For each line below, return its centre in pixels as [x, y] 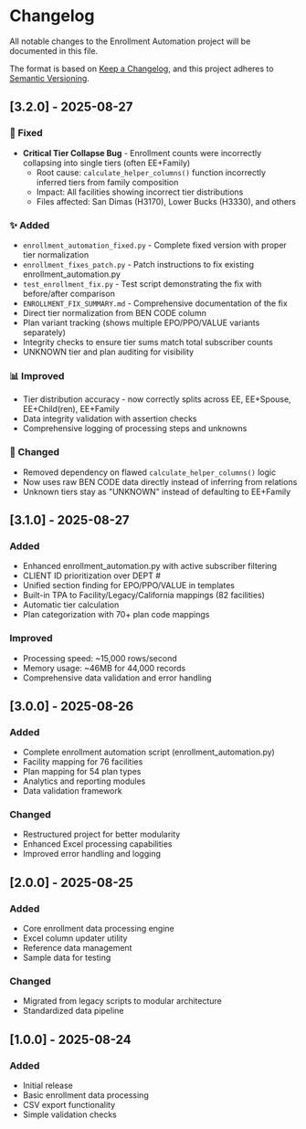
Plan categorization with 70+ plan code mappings [116, 615]
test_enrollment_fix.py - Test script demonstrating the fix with [142, 283]
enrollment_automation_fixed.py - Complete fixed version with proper [155, 245]
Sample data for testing [67, 958]
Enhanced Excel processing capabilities [97, 844]
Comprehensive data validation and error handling [117, 678]
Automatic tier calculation [71, 605]
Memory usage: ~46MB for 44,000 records [104, 668]
